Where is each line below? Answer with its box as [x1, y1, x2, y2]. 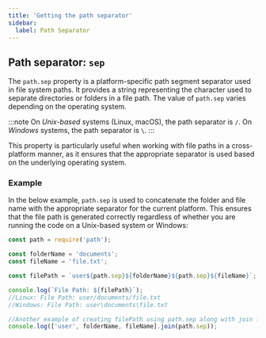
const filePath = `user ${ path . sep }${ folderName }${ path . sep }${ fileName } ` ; [8, 272, 257, 280]
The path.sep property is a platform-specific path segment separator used [8, 77, 251, 86]
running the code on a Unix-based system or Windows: [8, 221, 188, 230]
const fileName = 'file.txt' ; [8, 258, 108, 266]
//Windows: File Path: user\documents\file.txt [8, 301, 169, 309]
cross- [231, 141, 253, 150]
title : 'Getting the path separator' [8, 11, 133, 20]
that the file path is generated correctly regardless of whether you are [8, 212, 236, 222]
